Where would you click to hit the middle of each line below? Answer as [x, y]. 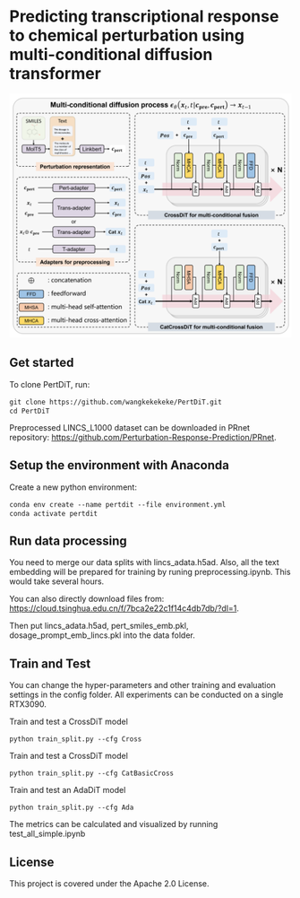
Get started [42, 363]
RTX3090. [28, 704]
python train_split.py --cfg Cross [76, 739]
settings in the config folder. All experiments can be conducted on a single [146, 695]
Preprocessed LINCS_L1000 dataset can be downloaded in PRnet [130, 427]
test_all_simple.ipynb [47, 834]
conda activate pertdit [54, 513]
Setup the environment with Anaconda [120, 465]
